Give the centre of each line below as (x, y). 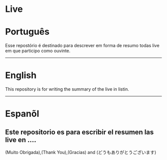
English (21, 76)
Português (27, 32)
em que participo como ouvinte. (38, 51)
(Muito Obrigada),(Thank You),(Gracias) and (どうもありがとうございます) (81, 153)
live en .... (21, 140)
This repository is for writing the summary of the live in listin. (67, 89)
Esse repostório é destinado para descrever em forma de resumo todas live (83, 46)
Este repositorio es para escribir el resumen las (80, 132)
